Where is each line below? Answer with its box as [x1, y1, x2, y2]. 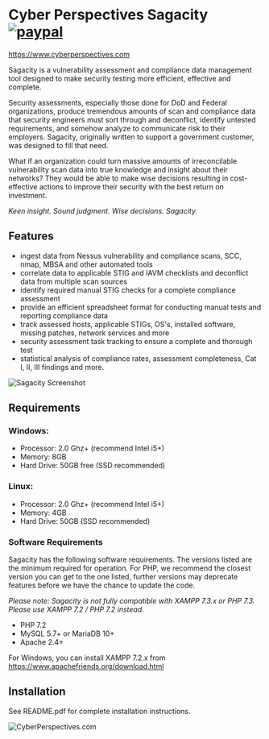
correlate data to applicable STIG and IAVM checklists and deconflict [19, 268, 249, 277]
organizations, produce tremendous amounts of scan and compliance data [8, 106, 256, 116]
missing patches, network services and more [19, 328, 170, 338]
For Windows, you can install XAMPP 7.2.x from [8, 653, 166, 662]
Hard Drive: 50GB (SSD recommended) [19, 516, 151, 525]
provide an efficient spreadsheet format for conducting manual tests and [19, 302, 262, 312]
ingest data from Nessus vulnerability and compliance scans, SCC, [19, 251, 242, 260]
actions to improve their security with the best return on [39, 181, 224, 191]
